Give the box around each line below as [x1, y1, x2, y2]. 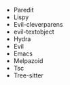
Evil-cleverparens [13, 21, 63, 28]
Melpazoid [13, 57, 43, 64]
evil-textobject [13, 27, 54, 36]
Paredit [13, 6, 34, 14]
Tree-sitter [13, 71, 44, 80]
